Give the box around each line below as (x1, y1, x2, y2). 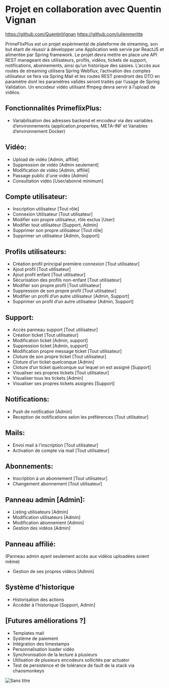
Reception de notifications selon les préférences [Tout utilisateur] (12, 414, 149, 420)
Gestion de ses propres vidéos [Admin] (12, 569, 94, 575)
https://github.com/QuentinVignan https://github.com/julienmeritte (5, 31, 143, 37)
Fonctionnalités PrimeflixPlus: (5, 104, 102, 112)
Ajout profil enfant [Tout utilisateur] (12, 272, 86, 278)
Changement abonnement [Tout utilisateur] (12, 481, 102, 487)
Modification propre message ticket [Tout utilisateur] (12, 348, 122, 354)
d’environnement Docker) (12, 128, 66, 134)
